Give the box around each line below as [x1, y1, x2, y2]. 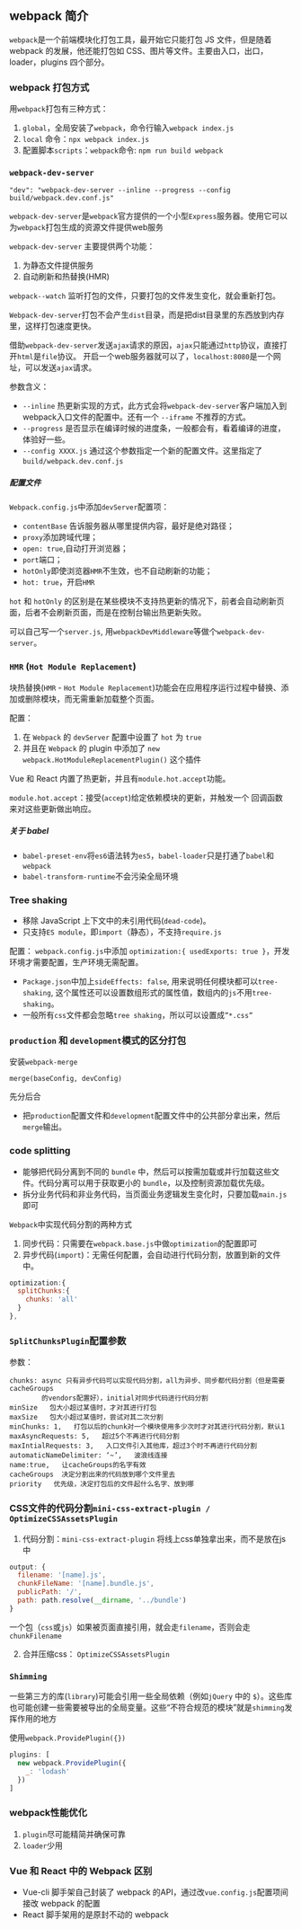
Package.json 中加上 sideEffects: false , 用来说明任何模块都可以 [22, 976, 259, 987]
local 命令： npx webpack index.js [22, 134, 150, 145]
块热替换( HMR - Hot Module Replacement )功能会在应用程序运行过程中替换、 [9, 682, 281, 693]
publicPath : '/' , [17, 1588, 83, 1597]
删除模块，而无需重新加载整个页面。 [24, 693, 159, 703]
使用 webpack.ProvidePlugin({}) [9, 1732, 126, 1743]
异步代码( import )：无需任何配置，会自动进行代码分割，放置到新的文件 [22, 1249, 281, 1260]
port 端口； [22, 554, 63, 565]
